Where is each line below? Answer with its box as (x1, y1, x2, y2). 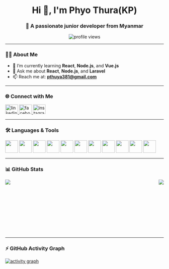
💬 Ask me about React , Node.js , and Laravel (12, 68, 106, 74)
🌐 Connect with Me (5, 93, 54, 100)
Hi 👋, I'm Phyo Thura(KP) (32, 5, 137, 16)
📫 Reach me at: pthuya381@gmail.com (12, 73, 97, 79)
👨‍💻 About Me (5, 51, 38, 58)
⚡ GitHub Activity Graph (5, 245, 65, 252)
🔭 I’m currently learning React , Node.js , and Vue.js (12, 62, 119, 68)
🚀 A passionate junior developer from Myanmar (26, 23, 143, 30)
